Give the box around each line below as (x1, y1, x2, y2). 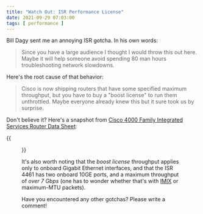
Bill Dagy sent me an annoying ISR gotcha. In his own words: (6, 37, 158, 44)
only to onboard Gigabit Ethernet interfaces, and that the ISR (21, 165, 174, 172)
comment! (21, 202, 47, 210)
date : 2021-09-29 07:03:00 (6, 15, 75, 21)
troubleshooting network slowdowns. (21, 61, 115, 69)
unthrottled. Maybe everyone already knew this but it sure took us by (21, 98, 194, 105)
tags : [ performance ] (6, 20, 64, 26)
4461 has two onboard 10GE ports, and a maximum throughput (21, 171, 179, 178)
